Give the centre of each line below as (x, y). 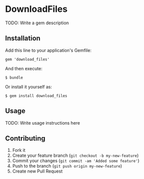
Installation (23, 38)
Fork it (19, 150)
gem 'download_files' (27, 59)
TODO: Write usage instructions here (43, 123)
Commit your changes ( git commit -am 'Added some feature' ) (76, 161)
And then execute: (24, 68)
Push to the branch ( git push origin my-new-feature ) (67, 166)
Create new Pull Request (37, 171)
